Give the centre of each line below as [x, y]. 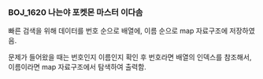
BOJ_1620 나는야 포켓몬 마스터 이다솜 [76, 12]
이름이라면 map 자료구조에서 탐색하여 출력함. [78, 67]
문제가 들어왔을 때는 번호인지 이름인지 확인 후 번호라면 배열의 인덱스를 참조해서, [130, 57]
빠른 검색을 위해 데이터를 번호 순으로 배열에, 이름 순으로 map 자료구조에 [118, 31]
